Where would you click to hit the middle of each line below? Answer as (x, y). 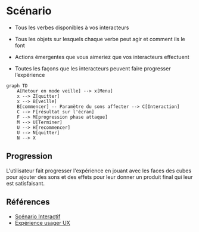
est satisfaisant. (26, 183)
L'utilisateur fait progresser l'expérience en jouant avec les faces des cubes (99, 171)
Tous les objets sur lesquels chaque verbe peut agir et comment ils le (100, 39)
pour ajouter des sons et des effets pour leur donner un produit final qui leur (99, 177)
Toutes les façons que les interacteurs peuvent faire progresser (93, 68)
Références (28, 202)
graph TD (17, 86)
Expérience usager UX (42, 222)
